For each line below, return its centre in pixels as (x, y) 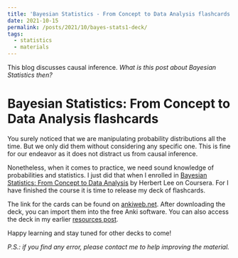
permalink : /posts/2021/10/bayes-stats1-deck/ (77, 27)
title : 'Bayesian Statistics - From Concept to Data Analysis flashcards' (120, 14)
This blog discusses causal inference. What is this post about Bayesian (112, 67)
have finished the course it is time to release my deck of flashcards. (107, 190)
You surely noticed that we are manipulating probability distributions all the (117, 138)
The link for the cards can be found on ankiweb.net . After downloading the (117, 204)
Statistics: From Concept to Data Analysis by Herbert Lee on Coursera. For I (118, 182)
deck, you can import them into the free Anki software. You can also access (118, 212)
